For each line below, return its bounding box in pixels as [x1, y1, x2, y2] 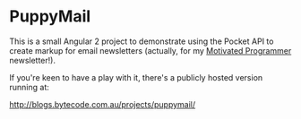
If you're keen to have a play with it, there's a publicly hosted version [9, 72, 263, 82]
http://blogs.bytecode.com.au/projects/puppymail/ [9, 98, 196, 109]
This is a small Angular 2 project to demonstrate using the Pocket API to [9, 36, 274, 47]
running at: [9, 81, 49, 92]
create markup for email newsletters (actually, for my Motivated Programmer [9, 45, 292, 55]
